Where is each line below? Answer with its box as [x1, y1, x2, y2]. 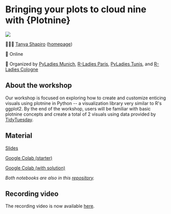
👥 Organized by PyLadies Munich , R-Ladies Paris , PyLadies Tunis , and [5, 60, 153, 67]
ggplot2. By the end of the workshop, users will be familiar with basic [5, 105, 151, 112]
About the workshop [5, 81, 72, 90]
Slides [5, 145, 18, 151]
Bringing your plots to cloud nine [5, 4, 146, 15]
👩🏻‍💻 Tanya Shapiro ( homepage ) [5, 41, 72, 47]
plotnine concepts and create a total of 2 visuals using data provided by [5, 111, 156, 117]
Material [5, 132, 32, 140]
